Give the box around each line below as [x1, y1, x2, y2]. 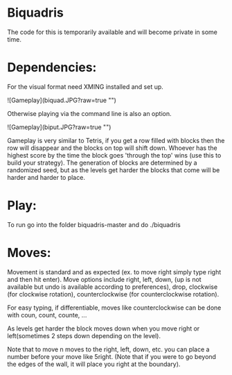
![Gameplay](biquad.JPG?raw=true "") [7, 96, 116, 104]
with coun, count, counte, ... [7, 310, 87, 319]
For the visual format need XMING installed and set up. [7, 82, 164, 91]
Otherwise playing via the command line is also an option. [7, 109, 172, 117]
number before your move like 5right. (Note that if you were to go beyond [7, 352, 217, 360]
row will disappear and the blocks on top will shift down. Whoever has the [7, 144, 217, 152]
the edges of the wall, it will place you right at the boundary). [7, 360, 181, 368]
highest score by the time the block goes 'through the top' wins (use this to [7, 151, 222, 159]
